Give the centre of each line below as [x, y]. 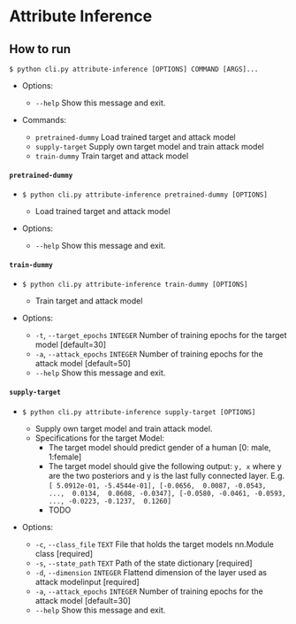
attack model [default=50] [83, 364]
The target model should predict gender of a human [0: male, [159, 447]
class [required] [64, 553]
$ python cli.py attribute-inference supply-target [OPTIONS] [139, 412]
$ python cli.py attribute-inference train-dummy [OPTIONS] [135, 285]
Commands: [44, 120]
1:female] [65, 457]
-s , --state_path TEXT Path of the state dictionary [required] [144, 563]
